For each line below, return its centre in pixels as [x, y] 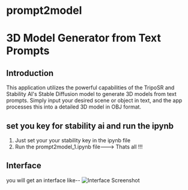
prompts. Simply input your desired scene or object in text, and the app [94, 101]
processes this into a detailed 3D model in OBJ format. [74, 107]
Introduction [30, 73]
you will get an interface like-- [43, 180]
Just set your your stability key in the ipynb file [73, 140]
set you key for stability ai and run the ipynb [90, 126]
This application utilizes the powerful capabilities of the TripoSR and [90, 87]
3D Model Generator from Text [83, 38]
